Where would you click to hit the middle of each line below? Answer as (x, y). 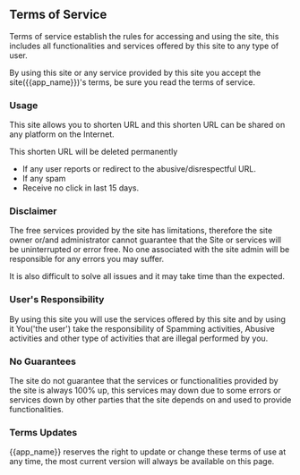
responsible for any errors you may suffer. (87, 259)
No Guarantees (43, 361)
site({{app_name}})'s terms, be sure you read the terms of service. (133, 82)
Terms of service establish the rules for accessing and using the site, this (144, 36)
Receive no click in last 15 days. (81, 188)
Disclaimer (33, 211)
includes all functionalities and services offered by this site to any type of (144, 46)
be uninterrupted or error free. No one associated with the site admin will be (150, 250)
